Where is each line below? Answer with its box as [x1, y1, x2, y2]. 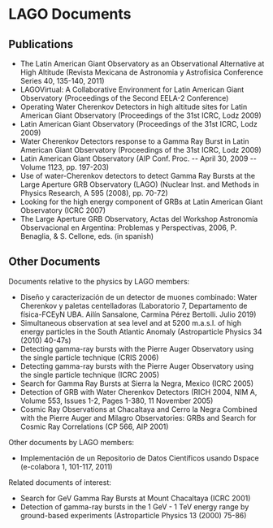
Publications [8, 37, 74, 51]
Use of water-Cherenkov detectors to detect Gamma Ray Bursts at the [19, 171, 256, 180]
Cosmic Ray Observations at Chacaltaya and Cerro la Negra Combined [19, 404, 258, 414]
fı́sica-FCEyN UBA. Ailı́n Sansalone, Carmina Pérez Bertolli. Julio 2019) [19, 309, 257, 319]
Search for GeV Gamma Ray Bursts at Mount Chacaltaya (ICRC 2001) [19, 493, 251, 503]
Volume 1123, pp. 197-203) [19, 162, 110, 171]
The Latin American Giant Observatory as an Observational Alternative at [19, 58, 265, 68]
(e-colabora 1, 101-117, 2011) [19, 461, 113, 471]
